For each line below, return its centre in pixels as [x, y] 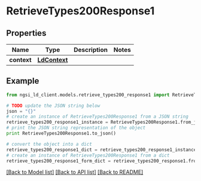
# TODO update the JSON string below [53, 106]
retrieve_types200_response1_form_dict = [59, 161]
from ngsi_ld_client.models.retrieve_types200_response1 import [88, 95]
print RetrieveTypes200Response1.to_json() [61, 134]
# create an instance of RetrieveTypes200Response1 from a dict [88, 155]
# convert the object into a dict [49, 144]
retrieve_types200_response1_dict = [52, 150]
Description [91, 50]
